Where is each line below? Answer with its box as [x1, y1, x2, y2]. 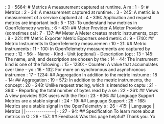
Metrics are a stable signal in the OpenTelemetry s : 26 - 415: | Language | [5, 103, 154, 109]
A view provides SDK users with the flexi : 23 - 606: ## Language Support [5, 93, 155, 99]
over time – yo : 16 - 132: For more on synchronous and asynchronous [5, 67, 146, 73]
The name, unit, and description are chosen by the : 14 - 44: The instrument [5, 56, 158, 62]
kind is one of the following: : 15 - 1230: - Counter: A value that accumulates [5, 61, 158, 67]
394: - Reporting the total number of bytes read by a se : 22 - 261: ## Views [5, 88, 158, 93]
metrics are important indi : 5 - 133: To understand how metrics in [5, 20, 137, 25]
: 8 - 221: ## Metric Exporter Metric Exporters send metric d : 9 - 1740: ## [5, 35, 154, 41]
